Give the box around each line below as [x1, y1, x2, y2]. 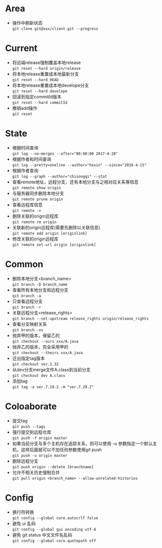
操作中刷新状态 [12, 20, 43, 26]
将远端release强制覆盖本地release [12, 60, 81, 65]
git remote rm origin [12, 220, 56, 225]
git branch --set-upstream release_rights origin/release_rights [12, 316, 149, 321]
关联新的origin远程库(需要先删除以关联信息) [12, 225, 101, 230]
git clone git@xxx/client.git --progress [12, 26, 98, 31]
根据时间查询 [12, 145, 38, 151]
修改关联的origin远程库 [12, 236, 59, 242]
